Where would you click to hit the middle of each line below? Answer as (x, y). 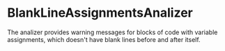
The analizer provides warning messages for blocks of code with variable (113, 32)
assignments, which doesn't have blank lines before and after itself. (104, 39)
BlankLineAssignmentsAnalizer (100, 13)
